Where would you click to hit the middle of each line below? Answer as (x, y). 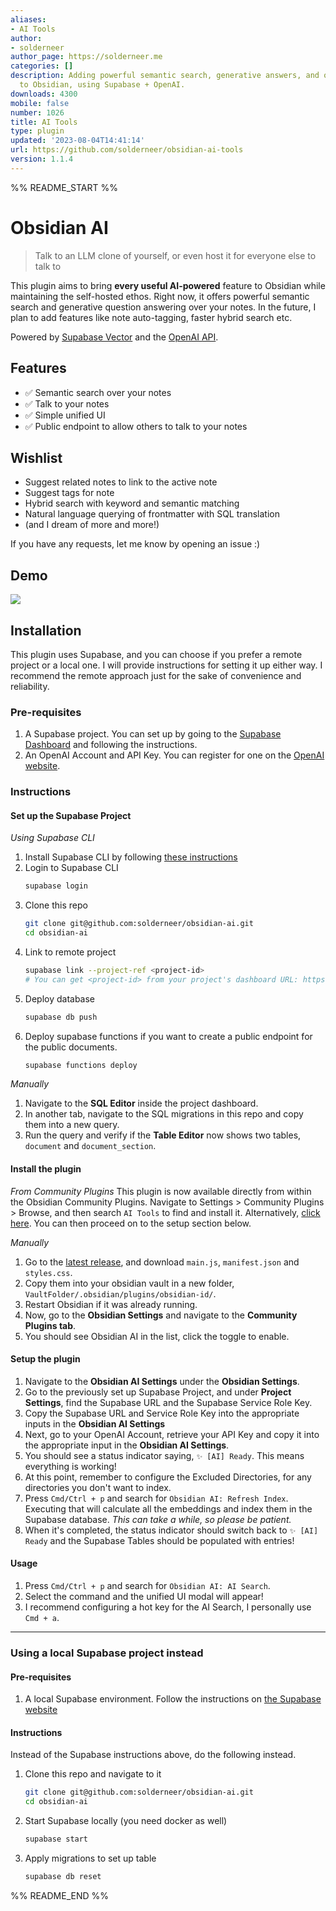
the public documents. (71, 1047)
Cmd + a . (42, 1618)
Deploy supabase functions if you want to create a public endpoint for (168, 1036)
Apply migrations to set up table (90, 1858)
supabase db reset (63, 1877)
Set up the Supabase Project (71, 815)
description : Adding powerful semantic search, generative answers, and (165, 76)
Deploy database (60, 998)
